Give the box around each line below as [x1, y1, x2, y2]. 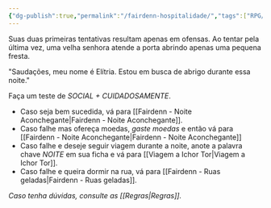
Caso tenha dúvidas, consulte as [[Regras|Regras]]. [8, 190, 182, 200]
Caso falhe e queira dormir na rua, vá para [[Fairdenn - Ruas [19, 166, 221, 176]
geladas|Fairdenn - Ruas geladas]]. [19, 175, 137, 185]
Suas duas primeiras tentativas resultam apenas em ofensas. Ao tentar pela [8, 34, 260, 44]
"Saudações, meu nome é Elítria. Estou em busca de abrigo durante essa [8, 66, 251, 77]
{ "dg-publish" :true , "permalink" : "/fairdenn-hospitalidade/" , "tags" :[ [8, 11, 248, 20]
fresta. [8, 51, 31, 60]
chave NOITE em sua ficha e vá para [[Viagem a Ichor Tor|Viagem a [19, 149, 246, 159]
